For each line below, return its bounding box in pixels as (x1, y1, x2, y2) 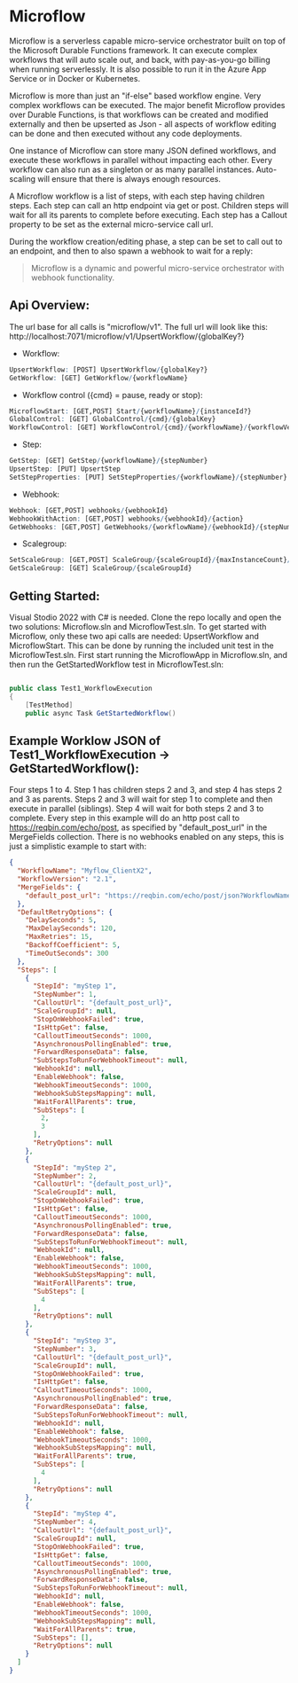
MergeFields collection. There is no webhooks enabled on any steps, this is (9, 832, 285, 842)
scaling (9, 173, 36, 184)
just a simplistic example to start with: (9, 841, 147, 852)
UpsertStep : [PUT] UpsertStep (9, 465, 122, 474)
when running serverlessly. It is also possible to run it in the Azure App (9, 64, 267, 74)
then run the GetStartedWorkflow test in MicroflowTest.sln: (9, 659, 224, 669)
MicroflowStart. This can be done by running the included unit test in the (9, 640, 274, 651)
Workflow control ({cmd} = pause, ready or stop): (21, 389, 203, 400)
